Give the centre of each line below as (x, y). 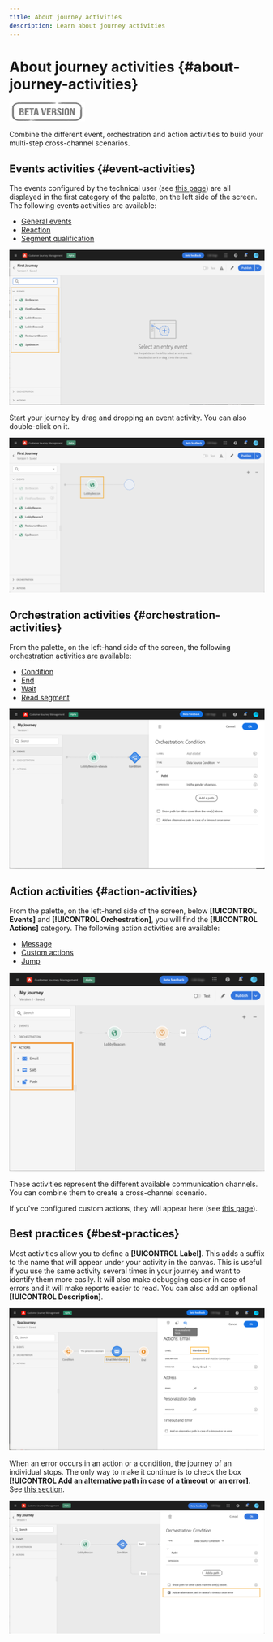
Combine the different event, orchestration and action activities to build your (136, 135)
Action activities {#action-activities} (103, 891)
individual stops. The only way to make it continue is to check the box (125, 1472)
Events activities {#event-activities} (102, 169)
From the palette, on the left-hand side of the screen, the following (120, 648)
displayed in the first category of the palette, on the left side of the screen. (133, 197)
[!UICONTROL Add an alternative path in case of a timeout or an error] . (130, 1481)
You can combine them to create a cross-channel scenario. (108, 1193)
